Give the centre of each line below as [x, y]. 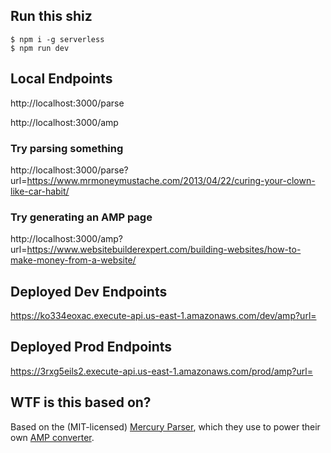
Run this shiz [51, 16]
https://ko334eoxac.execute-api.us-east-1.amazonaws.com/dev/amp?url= [163, 316]
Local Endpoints [61, 79]
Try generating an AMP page [81, 217]
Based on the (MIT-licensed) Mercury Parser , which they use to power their [165, 426]
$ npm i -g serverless [57, 39]
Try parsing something [67, 148]
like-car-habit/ [40, 191]
